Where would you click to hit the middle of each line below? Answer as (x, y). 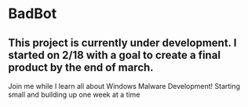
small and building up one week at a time (74, 94)
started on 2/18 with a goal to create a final (115, 55)
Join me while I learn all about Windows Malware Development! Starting (124, 86)
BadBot (33, 14)
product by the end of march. (81, 67)
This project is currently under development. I (122, 43)
